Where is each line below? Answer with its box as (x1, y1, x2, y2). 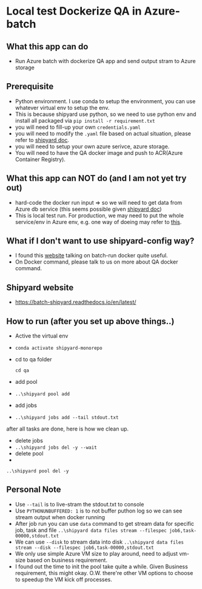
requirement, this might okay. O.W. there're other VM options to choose (15, 569, 194, 576)
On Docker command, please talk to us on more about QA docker (15, 258, 178, 265)
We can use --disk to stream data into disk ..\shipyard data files (15, 538, 184, 545)
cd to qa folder (15, 356, 53, 363)
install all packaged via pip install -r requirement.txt (15, 117, 155, 124)
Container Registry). (15, 155, 66, 163)
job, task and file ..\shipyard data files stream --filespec (15, 526, 167, 534)
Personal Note (6, 485, 61, 495)
